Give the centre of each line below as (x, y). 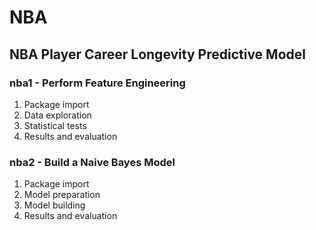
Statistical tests (55, 125)
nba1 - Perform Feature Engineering (97, 83)
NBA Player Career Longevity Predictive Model (157, 54)
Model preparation (62, 195)
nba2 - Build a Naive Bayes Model (92, 162)
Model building (54, 205)
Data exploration (57, 115)
